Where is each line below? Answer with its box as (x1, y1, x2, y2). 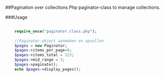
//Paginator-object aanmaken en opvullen (14, 38, 104, 43)
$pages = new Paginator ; (14, 43, 67, 48)
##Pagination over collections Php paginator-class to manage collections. (5, 5, 161, 10)
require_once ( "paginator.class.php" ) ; (14, 29, 97, 34)
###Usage (5, 14, 28, 20)
